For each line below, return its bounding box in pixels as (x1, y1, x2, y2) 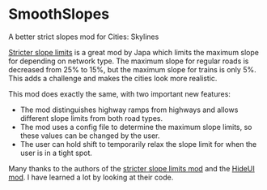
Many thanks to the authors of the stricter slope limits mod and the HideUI (8, 163, 255, 173)
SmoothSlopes (8, 5, 110, 24)
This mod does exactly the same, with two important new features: (8, 89, 231, 98)
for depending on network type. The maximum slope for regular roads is (8, 56, 249, 66)
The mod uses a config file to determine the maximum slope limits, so (19, 122, 252, 132)
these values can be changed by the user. (19, 131, 160, 140)
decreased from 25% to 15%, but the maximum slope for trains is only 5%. (8, 64, 256, 74)
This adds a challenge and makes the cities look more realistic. (8, 73, 218, 83)
